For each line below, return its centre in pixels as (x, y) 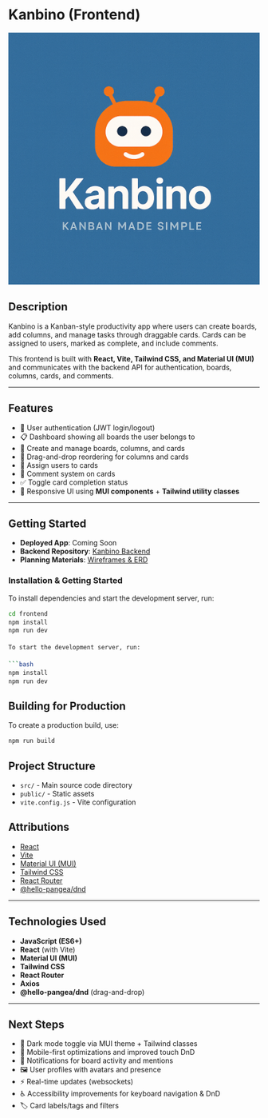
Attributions (39, 827)
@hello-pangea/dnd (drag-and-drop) (82, 992)
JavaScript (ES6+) (51, 940)
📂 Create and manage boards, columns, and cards (102, 448)
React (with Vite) (47, 949)
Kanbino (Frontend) (75, 15)
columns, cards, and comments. (61, 375)
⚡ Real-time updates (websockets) (77, 1082)
